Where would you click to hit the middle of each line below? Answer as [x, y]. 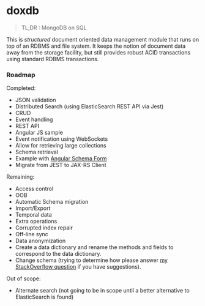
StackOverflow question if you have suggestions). [78, 267]
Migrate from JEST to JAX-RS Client [61, 165]
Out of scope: [24, 278]
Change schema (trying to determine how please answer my [91, 260]
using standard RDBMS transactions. [53, 59]
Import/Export [33, 208]
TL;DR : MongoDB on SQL [54, 28]
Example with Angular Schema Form [61, 159]
